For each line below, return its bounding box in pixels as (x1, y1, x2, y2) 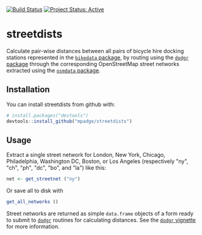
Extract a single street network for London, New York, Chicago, (6, 151, 166, 159)
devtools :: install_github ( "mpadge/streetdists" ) (6, 118, 132, 125)
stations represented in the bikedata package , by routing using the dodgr (6, 54, 189, 61)
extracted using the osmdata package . (6, 67, 101, 74)
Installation (6, 84, 50, 95)
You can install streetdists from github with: (6, 101, 115, 108)
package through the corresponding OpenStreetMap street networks (6, 60, 180, 67)
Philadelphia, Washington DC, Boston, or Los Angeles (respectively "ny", (6, 157, 189, 165)
